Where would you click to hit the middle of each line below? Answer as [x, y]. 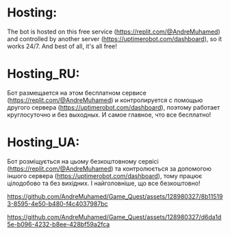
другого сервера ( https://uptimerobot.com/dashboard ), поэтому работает [114, 107]
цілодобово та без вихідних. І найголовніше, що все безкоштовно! [104, 183]
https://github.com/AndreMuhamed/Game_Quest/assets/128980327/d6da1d [114, 217]
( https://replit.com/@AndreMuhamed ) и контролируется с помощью [105, 100]
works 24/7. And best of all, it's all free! [62, 46]
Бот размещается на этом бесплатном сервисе [77, 92]
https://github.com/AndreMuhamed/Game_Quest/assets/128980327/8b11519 [115, 196]
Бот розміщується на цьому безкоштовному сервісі [83, 161]
